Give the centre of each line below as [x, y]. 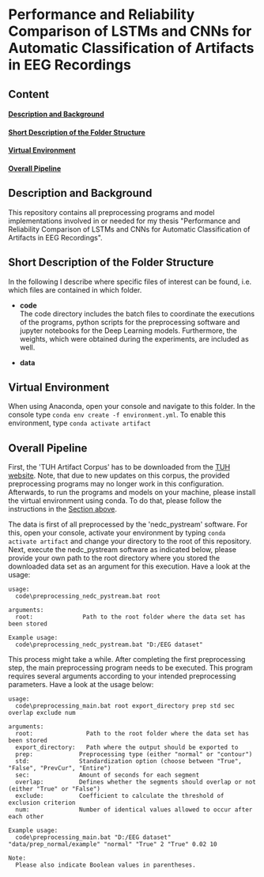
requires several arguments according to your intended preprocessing [122, 676]
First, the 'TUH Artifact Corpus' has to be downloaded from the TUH [119, 467]
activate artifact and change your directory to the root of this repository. [130, 541]
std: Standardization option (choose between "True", [129, 762]
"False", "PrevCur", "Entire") [60, 769]
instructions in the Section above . [62, 509]
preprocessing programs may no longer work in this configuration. [116, 484]
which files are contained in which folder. [75, 289]
